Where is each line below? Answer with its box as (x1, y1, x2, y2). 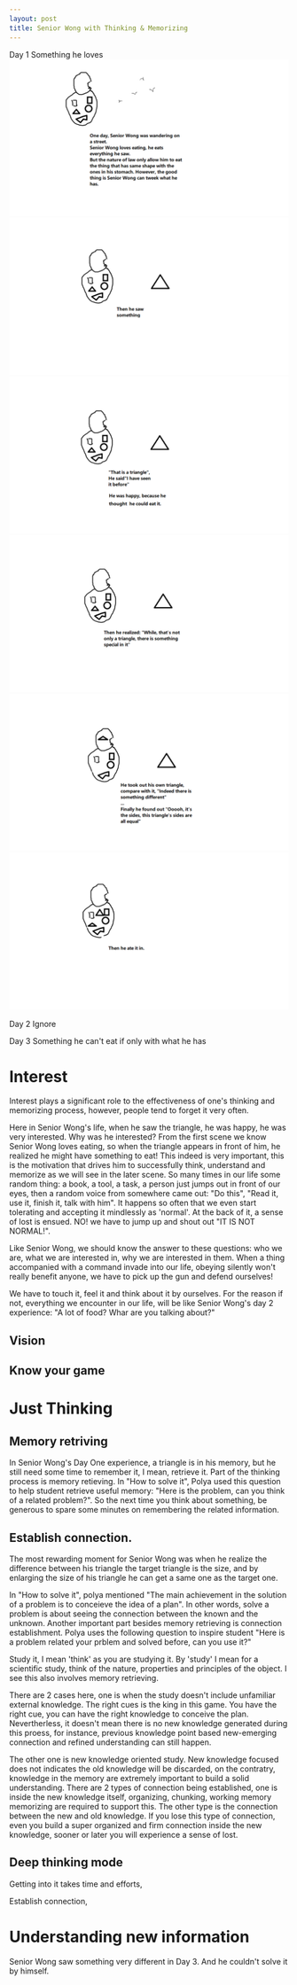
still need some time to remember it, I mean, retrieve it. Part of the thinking (9, 1467, 281, 1477)
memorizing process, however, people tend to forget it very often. (9, 1105, 250, 1116)
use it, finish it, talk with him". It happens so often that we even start (9, 1197, 257, 1209)
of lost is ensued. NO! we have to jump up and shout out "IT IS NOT (9, 1217, 255, 1227)
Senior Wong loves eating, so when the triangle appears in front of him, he (9, 1141, 281, 1152)
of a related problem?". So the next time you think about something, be (9, 1495, 268, 1506)
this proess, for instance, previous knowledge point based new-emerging (9, 1728, 277, 1739)
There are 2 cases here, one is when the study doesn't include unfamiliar (9, 1690, 277, 1701)
